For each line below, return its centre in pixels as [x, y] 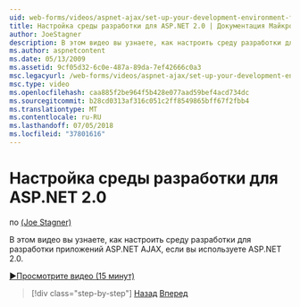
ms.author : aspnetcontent [57, 51]
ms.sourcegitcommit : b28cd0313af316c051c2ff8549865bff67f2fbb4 [129, 101]
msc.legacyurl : [37, 76]
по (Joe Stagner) [41, 222]
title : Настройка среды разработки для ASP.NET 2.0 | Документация [137, 26]
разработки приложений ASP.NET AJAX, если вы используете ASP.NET [146, 249]
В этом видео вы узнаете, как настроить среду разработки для [130, 239]
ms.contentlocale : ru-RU [55, 117]
